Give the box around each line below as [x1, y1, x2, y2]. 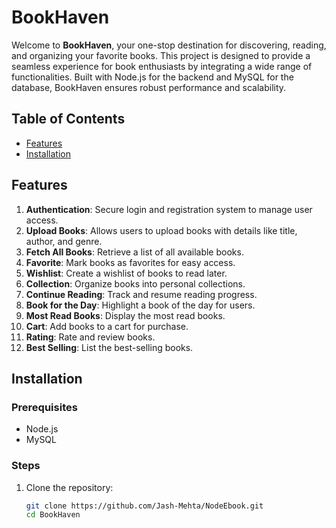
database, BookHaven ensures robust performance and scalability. [11, 81, 287, 93]
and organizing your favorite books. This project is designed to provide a [11, 49, 311, 61]
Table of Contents [11, 111, 126, 128]
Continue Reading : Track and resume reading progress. [25, 288, 258, 300]
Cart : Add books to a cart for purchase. [25, 320, 189, 332]
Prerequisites [11, 400, 78, 414]
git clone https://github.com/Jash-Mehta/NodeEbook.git [25, 501, 264, 511]
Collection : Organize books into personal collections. [25, 277, 246, 290]
